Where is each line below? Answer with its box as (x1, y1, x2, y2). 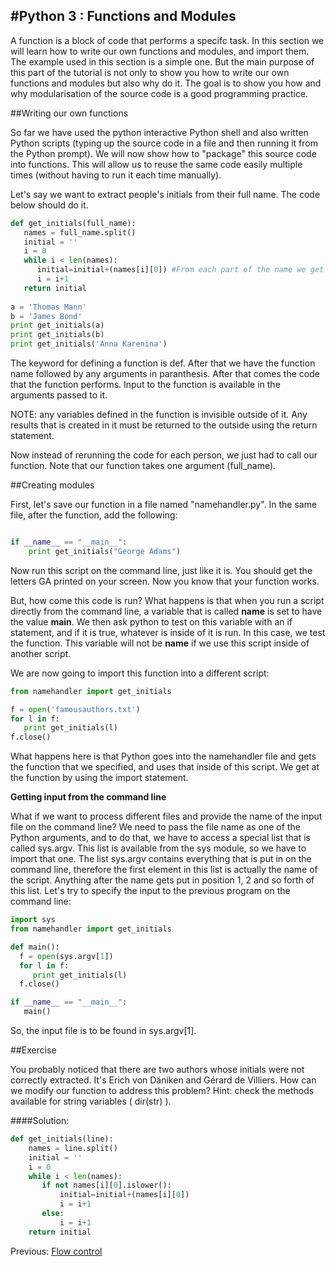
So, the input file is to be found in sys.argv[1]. (10, 1025, 197, 1037)
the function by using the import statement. (10, 772, 189, 784)
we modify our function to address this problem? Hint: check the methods (10, 1085, 315, 1097)
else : (41, 1209, 65, 1219)
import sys (10, 915, 56, 925)
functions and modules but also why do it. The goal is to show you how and (10, 77, 322, 89)
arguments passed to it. (10, 389, 108, 401)
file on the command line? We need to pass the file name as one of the (10, 821, 301, 833)
